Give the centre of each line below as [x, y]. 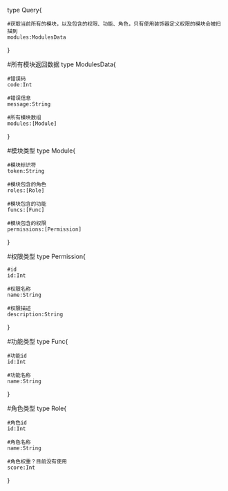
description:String [35, 314]
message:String [29, 104]
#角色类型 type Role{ [37, 408]
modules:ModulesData [37, 37]
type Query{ [25, 10]
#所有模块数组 [24, 117]
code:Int [20, 85]
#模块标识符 [22, 165]
